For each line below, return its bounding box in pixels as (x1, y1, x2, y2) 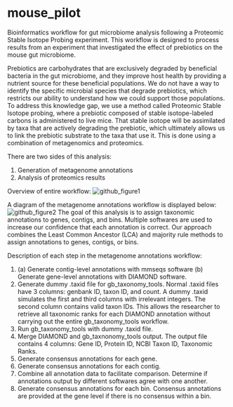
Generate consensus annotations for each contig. (17, 361, 161, 370)
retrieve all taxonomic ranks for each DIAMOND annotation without (17, 309, 211, 318)
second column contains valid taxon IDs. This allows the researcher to (17, 302, 220, 310)
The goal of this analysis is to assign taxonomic (58, 208, 195, 216)
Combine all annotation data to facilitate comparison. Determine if (17, 369, 208, 378)
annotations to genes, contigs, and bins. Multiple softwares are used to (7, 215, 213, 224)
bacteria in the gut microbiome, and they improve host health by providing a (7, 72, 227, 80)
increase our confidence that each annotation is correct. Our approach (7, 222, 212, 231)
